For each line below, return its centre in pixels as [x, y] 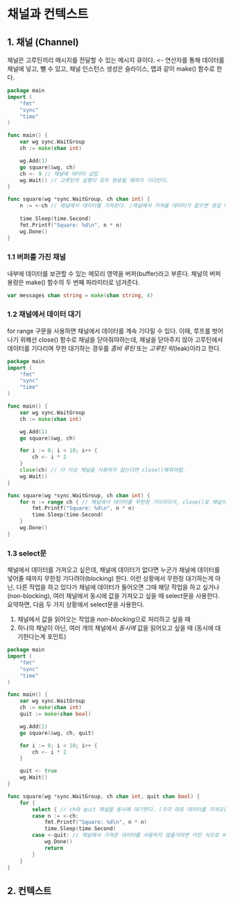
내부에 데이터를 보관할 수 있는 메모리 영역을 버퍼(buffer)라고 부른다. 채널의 [107, 273]
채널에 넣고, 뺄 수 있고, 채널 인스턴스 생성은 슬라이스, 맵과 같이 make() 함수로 [111, 69]
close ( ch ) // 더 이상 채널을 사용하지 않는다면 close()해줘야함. [103, 470]
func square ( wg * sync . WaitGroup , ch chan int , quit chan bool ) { [104, 796]
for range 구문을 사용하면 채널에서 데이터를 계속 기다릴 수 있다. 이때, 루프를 [109, 331]
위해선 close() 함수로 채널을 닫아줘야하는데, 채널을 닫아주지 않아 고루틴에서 [121, 339]
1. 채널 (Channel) [43, 42]
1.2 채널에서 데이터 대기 [44, 315]
